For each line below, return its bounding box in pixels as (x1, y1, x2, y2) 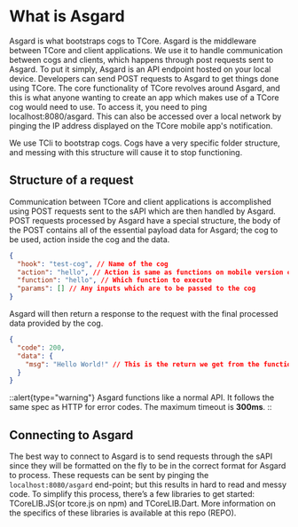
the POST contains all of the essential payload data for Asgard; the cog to (9, 224, 278, 235)
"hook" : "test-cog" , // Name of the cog (17, 259, 169, 268)
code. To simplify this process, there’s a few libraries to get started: (9, 489, 255, 499)
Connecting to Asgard (9, 428, 134, 443)
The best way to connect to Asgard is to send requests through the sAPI (9, 451, 273, 462)
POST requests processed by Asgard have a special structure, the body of (9, 215, 281, 225)
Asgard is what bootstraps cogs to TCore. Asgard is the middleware (9, 35, 257, 46)
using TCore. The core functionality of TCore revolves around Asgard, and (9, 83, 281, 93)
